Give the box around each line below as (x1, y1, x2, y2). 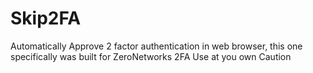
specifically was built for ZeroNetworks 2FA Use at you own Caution (10, 50, 292, 62)
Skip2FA (10, 7, 82, 30)
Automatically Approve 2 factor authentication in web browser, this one (10, 40, 303, 52)
